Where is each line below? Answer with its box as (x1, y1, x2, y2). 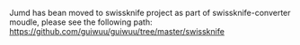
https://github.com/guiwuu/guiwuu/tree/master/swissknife (9, 26, 225, 36)
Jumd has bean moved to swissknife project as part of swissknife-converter (9, 8, 291, 18)
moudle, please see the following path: (9, 17, 153, 27)
